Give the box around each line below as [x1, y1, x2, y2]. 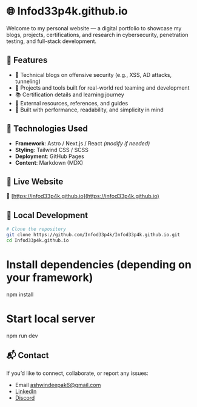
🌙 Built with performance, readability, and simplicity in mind [15, 106, 164, 113]
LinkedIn [15, 388, 37, 395]
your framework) [6, 271, 93, 284]
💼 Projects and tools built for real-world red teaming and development [15, 84, 190, 91]
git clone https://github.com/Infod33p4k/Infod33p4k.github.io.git [6, 232, 181, 238]
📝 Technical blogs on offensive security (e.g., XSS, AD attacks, [15, 71, 172, 78]
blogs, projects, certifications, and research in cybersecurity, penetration [6, 31, 189, 38]
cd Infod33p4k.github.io [6, 237, 69, 243]
